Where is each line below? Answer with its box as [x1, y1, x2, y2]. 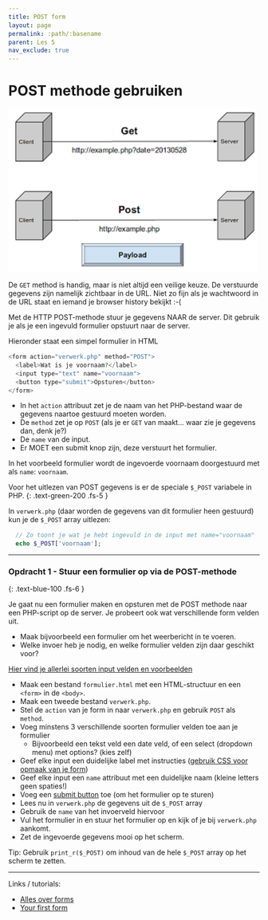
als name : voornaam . [8, 467, 69, 477]
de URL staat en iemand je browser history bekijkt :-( [8, 297, 182, 307]
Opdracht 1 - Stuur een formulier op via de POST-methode [8, 566, 237, 577]
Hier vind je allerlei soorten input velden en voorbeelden [8, 664, 193, 674]
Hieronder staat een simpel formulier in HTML [8, 336, 159, 346]
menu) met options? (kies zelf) [31, 748, 132, 757]
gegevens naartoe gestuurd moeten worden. [19, 409, 167, 419]
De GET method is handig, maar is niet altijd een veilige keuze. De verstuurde [8, 280, 259, 290]
